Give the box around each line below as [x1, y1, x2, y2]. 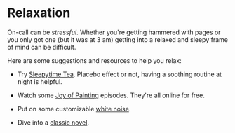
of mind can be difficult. [7, 43, 76, 51]
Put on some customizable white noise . [17, 104, 131, 113]
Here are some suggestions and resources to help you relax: [7, 56, 182, 64]
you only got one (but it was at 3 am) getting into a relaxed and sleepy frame [7, 35, 228, 43]
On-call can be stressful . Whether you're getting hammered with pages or [7, 28, 221, 36]
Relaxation [7, 5, 71, 21]
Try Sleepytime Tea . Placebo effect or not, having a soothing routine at [17, 70, 222, 78]
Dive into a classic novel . [17, 118, 90, 127]
